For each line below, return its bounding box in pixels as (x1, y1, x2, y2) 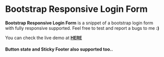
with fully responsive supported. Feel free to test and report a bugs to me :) (5, 25, 160, 31)
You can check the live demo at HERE (5, 35, 82, 41)
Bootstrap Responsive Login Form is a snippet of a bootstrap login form (5, 20, 154, 26)
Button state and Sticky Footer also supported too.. (5, 46, 113, 52)
